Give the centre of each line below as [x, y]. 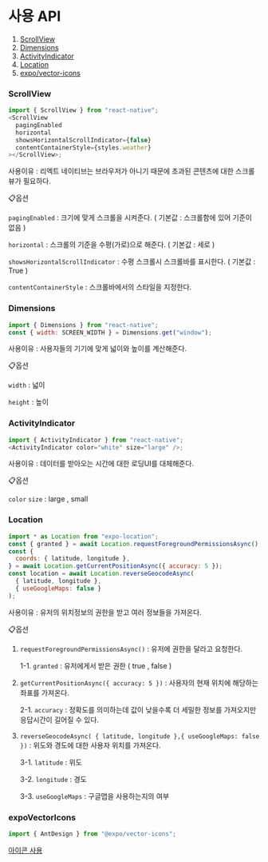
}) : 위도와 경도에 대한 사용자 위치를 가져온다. [90, 745]
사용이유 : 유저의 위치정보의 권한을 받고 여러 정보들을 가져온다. [105, 612]
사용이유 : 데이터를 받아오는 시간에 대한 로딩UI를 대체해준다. [101, 464]
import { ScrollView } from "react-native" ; [83, 110]
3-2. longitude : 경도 [53, 779]
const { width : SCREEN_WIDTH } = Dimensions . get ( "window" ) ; [110, 333]
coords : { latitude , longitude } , [73, 559]
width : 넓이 [27, 385]
